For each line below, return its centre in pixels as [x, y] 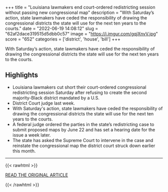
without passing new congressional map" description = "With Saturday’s [80, 12]
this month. [24, 151]
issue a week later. [31, 135]
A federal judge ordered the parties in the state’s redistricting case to [83, 124]
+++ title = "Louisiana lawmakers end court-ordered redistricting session [80, 7]
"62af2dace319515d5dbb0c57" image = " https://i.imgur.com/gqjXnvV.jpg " [82, 34]
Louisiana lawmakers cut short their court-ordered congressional [79, 87]
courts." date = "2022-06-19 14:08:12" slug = [52, 28]
